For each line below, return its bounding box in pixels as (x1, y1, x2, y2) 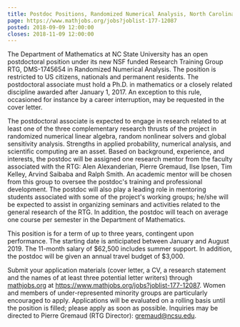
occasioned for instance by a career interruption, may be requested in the (7, 96, 225, 104)
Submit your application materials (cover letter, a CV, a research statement (7, 266, 226, 275)
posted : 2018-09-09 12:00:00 (7, 24, 94, 31)
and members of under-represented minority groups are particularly (7, 288, 208, 297)
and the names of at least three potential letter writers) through (7, 273, 193, 282)
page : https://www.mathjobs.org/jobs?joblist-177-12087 (7, 17, 177, 24)
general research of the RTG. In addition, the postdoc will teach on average (7, 208, 229, 216)
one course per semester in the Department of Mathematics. (7, 216, 186, 224)
